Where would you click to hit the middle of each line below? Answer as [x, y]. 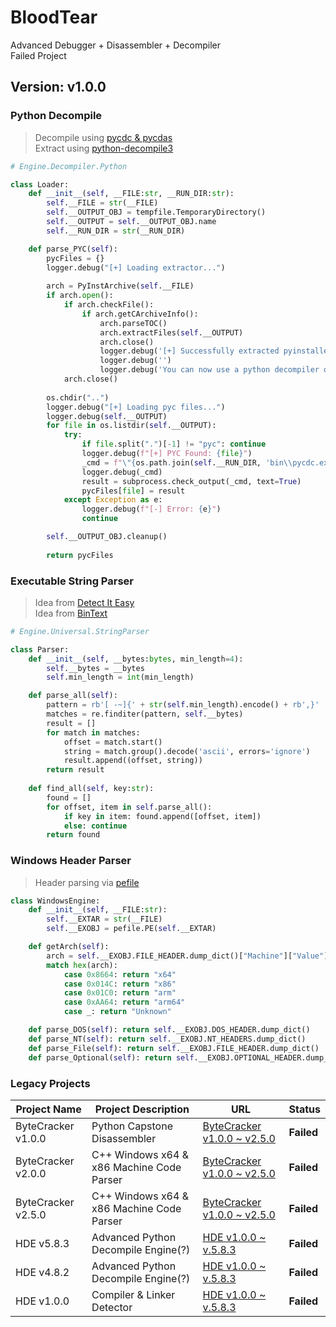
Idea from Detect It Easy [84, 602]
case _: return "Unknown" [117, 1012]
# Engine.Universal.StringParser [80, 631]
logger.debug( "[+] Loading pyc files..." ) [136, 407]
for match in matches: [93, 732]
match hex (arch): [82, 965]
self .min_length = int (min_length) [120, 677]
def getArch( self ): [69, 947]
